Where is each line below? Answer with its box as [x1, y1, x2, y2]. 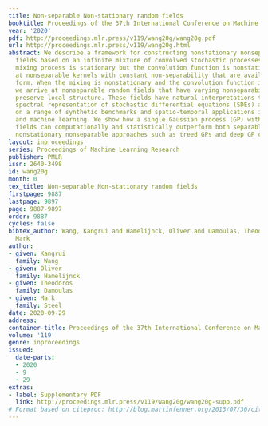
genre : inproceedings [8, 339, 81, 347]
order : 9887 [8, 213, 48, 221]
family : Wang [15, 257, 59, 265]
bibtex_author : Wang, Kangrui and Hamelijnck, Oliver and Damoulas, [8, 227, 241, 236]
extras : [8, 383, 34, 392]
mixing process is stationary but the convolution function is [15, 64, 230, 72]
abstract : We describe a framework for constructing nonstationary [8, 49, 238, 57]
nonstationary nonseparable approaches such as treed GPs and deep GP [15, 130, 255, 138]
